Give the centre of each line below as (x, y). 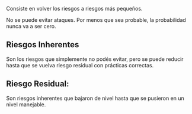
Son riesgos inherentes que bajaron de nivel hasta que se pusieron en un (95, 98)
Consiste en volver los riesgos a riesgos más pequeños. (74, 9)
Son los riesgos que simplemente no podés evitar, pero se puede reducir (95, 59)
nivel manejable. (26, 104)
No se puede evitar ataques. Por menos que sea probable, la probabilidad (96, 20)
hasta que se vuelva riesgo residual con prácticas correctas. (80, 65)
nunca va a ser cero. (31, 26)
